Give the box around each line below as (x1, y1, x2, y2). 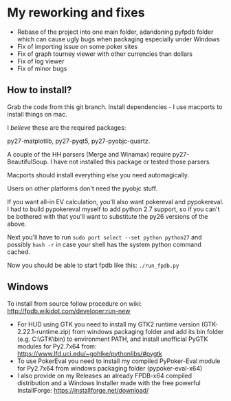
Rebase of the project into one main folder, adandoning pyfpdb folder (16, 28, 214, 36)
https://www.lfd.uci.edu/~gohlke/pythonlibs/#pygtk (16, 349, 163, 358)
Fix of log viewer (16, 57, 65, 65)
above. (7, 219, 27, 228)
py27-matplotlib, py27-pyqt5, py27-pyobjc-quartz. (7, 137, 151, 145)
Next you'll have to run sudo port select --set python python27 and (7, 233, 202, 241)
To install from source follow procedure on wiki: (7, 299, 142, 308)
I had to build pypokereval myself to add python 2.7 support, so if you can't (7, 205, 220, 213)
